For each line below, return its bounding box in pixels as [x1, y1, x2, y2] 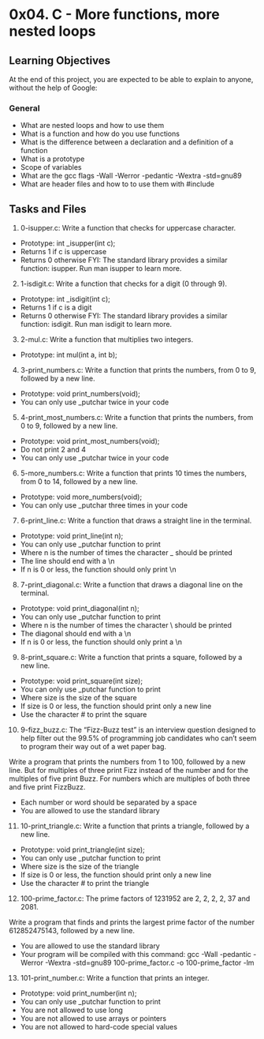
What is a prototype [20, 154, 85, 163]
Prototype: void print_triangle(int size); [20, 845, 145, 854]
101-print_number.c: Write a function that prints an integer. [20, 973, 210, 983]
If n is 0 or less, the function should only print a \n [20, 637, 182, 647]
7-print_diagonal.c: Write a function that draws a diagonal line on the [20, 580, 244, 590]
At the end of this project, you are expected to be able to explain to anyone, [9, 75, 254, 84]
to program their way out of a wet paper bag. [20, 742, 167, 752]
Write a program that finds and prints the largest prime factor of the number [9, 917, 255, 927]
